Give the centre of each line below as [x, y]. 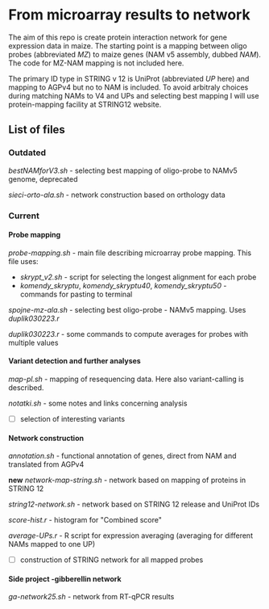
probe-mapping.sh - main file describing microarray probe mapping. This [130, 253]
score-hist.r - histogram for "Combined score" [85, 520]
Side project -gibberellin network [65, 578]
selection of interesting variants [72, 418]
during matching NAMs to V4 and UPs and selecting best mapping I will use [134, 95]
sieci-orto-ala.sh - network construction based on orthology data [117, 195]
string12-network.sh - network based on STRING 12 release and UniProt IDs [134, 504]
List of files [37, 130]
